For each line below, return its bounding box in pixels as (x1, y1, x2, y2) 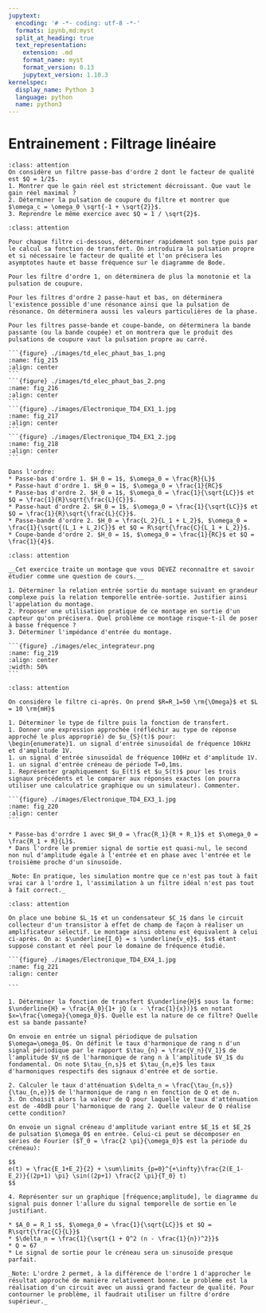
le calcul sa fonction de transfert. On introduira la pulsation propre (8, 245, 255, 253)
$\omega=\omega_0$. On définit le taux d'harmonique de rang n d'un (8, 1040, 241, 1048)
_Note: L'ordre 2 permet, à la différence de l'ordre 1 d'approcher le (8, 1270, 251, 1278)
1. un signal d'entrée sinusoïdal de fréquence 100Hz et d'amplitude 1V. (8, 754, 259, 762)
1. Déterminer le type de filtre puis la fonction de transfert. (8, 719, 229, 727)
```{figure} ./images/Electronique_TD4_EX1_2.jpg (8, 433, 177, 441)
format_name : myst (22, 57, 84, 65)
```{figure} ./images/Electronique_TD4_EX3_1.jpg (8, 796, 177, 804)
